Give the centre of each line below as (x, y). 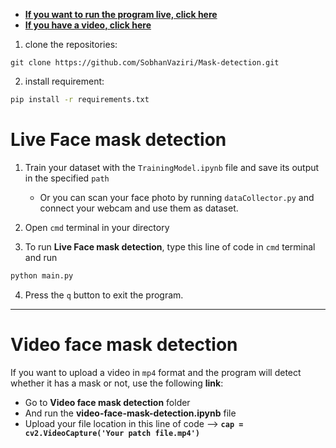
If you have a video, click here (88, 25)
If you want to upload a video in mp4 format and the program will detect (156, 372)
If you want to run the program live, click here (121, 14)
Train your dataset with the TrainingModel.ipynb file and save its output (172, 167)
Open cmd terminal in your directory (97, 227)
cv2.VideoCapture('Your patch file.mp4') (112, 433)
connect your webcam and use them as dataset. (139, 208)
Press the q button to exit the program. (104, 295)
